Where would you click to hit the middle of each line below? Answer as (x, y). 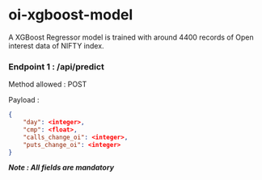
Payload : (24, 100)
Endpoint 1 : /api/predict (57, 66)
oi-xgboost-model (71, 15)
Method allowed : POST (48, 84)
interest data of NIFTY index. (56, 45)
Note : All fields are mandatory (61, 168)
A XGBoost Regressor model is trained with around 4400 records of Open (131, 37)
